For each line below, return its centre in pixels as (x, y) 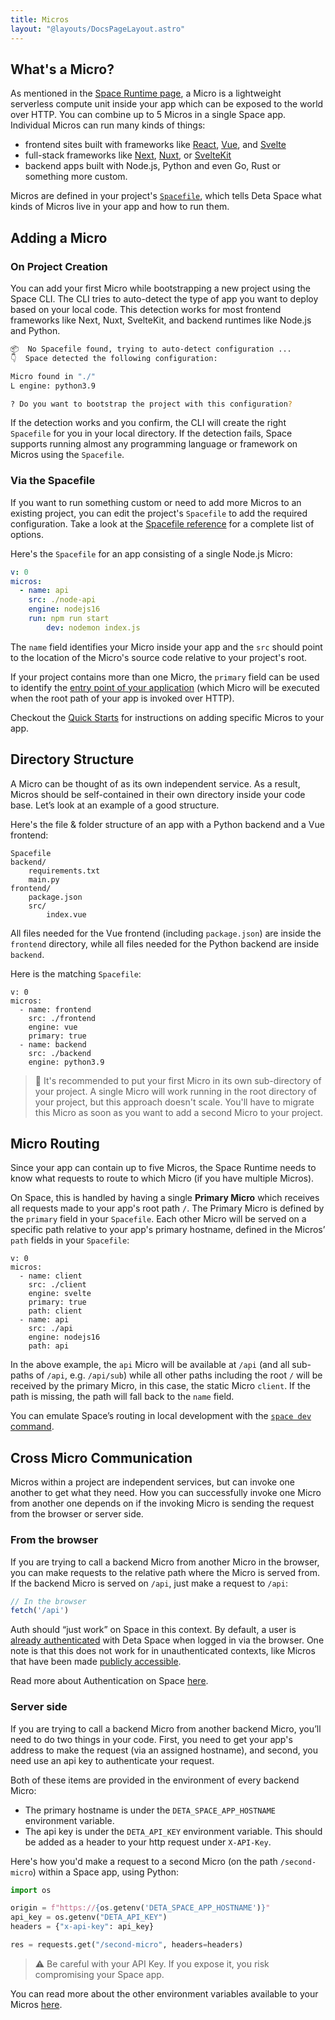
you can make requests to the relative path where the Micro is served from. (165, 1572)
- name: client (51, 1276)
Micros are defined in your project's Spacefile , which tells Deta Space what (166, 196)
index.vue (66, 914)
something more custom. (76, 177)
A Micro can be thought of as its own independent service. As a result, (155, 783)
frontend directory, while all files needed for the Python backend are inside (165, 943)
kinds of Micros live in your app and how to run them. (120, 207)
